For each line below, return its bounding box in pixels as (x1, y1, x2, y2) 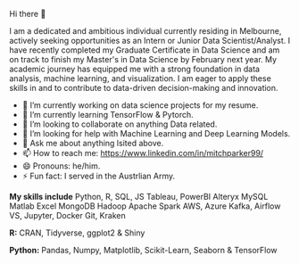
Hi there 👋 (9, 9, 46, 19)
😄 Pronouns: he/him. (21, 161, 101, 171)
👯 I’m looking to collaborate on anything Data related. (21, 119, 218, 129)
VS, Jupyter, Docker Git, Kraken (9, 210, 127, 220)
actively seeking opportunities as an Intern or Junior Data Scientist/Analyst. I (9, 36, 291, 45)
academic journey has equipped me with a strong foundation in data (9, 63, 261, 74)
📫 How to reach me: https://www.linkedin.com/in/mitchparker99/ (21, 148, 264, 158)
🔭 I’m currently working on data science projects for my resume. (21, 100, 259, 111)
